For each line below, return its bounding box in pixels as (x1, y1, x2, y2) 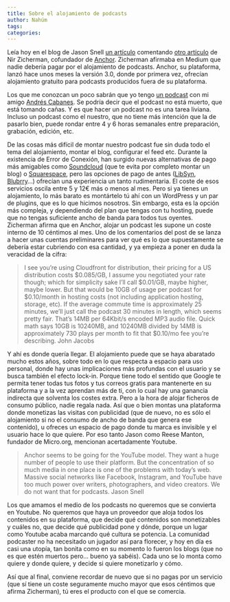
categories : (7, 29, 41, 36)
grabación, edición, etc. (7, 127, 74, 136)
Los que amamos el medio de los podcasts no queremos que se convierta (7, 501, 216, 509)
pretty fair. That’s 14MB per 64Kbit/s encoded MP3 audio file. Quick (23, 314, 216, 323)
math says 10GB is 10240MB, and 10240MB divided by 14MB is (23, 322, 203, 330)
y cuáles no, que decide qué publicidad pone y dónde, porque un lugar (7, 523, 208, 531)
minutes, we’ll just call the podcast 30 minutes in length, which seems (23, 308, 222, 316)
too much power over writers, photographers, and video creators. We (23, 480, 220, 488)
